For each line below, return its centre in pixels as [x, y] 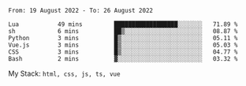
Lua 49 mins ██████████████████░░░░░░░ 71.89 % [123, 24]
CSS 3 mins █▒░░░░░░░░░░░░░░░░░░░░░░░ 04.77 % [123, 52]
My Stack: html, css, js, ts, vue [64, 73]
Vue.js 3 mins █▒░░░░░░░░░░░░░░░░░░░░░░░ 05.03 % [123, 45]
